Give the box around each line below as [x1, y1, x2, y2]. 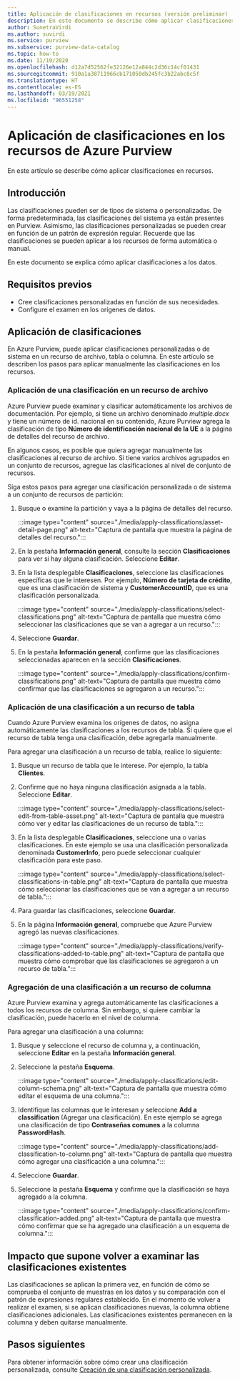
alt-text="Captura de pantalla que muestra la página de [69, 525, 232, 534]
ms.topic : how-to [7, 51, 59, 58]
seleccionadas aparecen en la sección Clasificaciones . [17, 655, 182, 664]
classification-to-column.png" [17, 1150, 106, 1158]
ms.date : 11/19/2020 [7, 57, 69, 64]
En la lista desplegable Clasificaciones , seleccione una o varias [17, 833, 206, 842]
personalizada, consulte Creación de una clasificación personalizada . [7, 1365, 212, 1374]
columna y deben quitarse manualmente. [7, 1318, 128, 1327]
